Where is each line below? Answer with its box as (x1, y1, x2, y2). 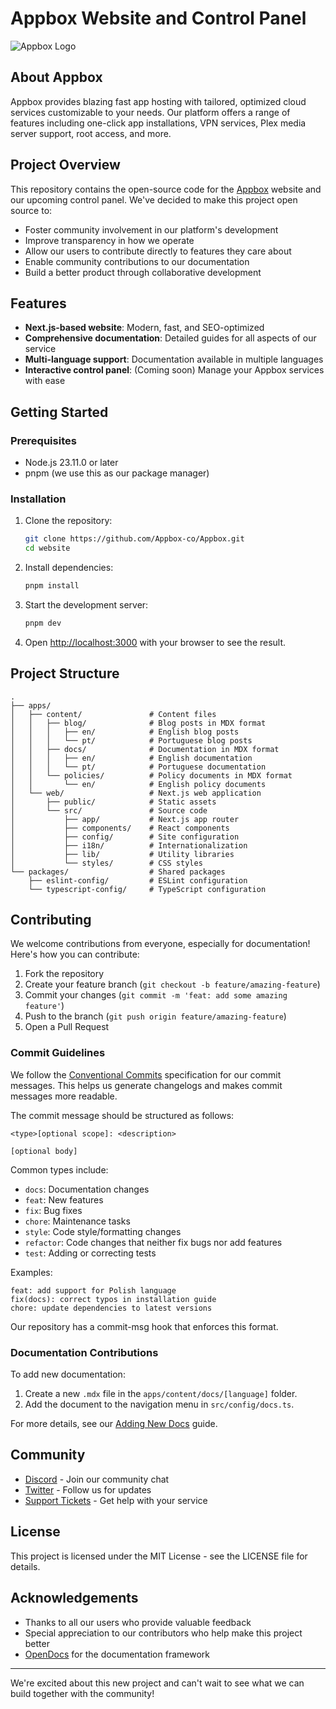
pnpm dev (24, 618, 62, 628)
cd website (24, 543, 71, 554)
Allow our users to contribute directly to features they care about (24, 245, 292, 257)
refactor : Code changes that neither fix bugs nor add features (24, 1236, 283, 1248)
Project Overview (10, 157, 121, 174)
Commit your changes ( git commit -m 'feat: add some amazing (24, 989, 288, 1001)
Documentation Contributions (10, 1345, 159, 1359)
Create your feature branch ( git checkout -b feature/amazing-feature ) (24, 978, 321, 991)
